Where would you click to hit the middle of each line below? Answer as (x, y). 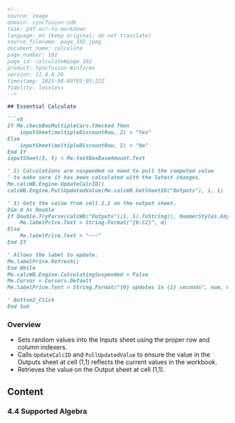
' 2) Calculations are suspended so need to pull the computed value (111, 171)
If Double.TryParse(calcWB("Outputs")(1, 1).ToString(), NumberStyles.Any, (120, 216)
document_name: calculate (45, 48)
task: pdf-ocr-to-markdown (47, 29)
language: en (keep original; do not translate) (79, 35)
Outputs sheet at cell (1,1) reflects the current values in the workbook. (117, 362)
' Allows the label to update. (53, 255)
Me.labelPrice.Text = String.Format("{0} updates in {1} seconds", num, (115, 287)
